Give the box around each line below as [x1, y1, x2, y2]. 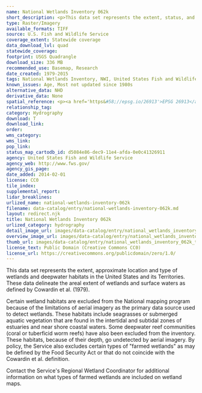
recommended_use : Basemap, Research [6, 65, 98, 71]
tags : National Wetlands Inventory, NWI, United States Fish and [6, 76, 173, 82]
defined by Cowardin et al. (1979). [6, 286, 90, 293]
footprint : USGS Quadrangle [6, 54, 77, 60]
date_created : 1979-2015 [6, 71, 69, 77]
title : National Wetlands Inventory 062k [6, 217, 112, 223]
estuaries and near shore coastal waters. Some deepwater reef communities [6, 324, 196, 331]
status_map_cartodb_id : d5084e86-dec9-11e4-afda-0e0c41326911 [6, 149, 165, 155]
